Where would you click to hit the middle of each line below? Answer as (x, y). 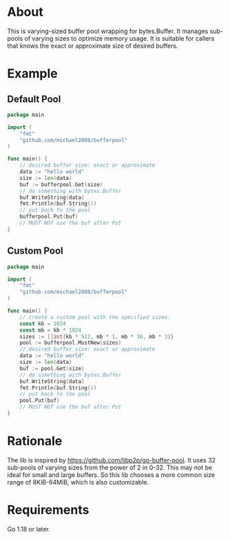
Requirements (48, 510)
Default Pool (34, 99)
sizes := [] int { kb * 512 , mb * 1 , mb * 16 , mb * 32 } (97, 336)
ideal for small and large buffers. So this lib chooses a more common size (111, 475)
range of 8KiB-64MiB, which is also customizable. (78, 482)
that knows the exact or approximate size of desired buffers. (93, 45)
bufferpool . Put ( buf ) (49, 217)
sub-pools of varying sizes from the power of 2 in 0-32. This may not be (109, 467)
